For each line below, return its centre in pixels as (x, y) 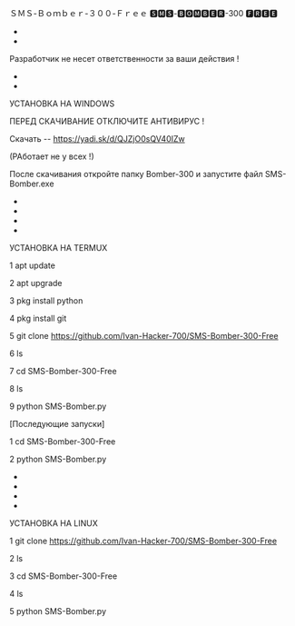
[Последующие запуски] (57, 424)
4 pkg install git (38, 318)
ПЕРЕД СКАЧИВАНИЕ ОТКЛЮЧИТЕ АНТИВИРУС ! (107, 121)
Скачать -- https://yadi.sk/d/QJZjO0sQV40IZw (98, 139)
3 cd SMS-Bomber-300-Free (64, 576)
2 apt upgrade (36, 283)
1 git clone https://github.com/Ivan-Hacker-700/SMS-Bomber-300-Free (143, 541)
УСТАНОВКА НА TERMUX (59, 248)
